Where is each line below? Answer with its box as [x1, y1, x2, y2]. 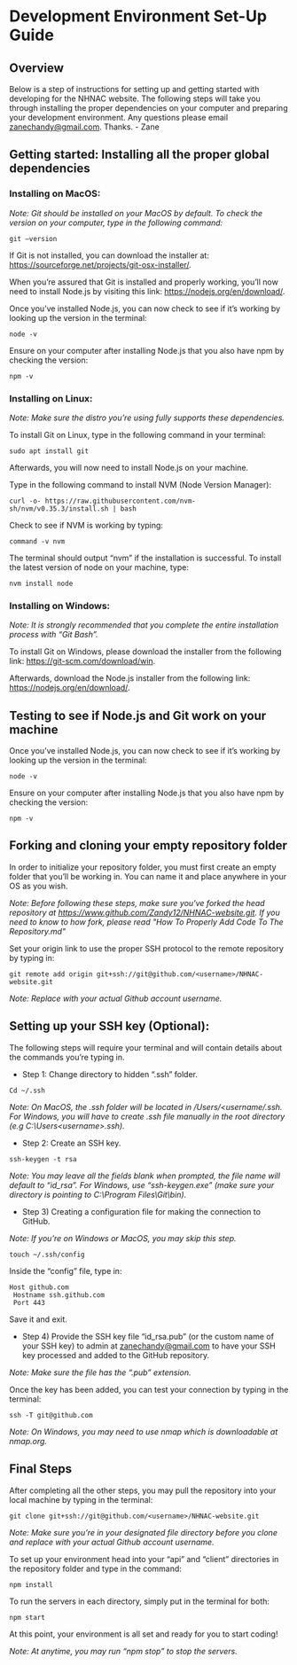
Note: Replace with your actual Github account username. [9, 993, 223, 1004]
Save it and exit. [9, 1314, 68, 1325]
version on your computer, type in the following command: [9, 217, 223, 228]
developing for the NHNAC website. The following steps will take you [9, 93, 262, 104]
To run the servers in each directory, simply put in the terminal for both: [9, 1596, 270, 1606]
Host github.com [9, 1283, 69, 1292]
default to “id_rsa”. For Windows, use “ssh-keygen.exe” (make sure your [9, 1179, 275, 1190]
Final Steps [9, 1461, 73, 1477]
